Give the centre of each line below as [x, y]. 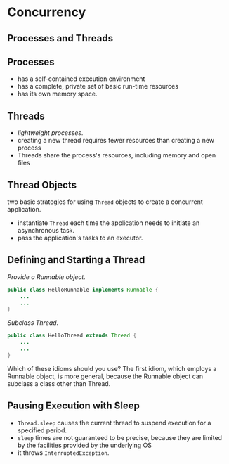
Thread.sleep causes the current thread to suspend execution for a [114, 423]
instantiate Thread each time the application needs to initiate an [109, 223]
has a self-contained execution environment [81, 79]
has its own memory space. [57, 94]
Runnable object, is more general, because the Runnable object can [105, 376]
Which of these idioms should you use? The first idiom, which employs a [112, 368]
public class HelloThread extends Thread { [72, 336]
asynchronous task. [46, 231]
